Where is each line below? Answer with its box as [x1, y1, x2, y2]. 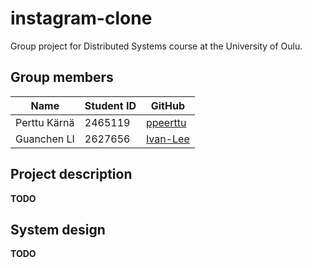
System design [10, 221, 106, 238]
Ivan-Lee [145, 132, 190, 146]
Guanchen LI [15, 132, 75, 146]
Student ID [84, 98, 137, 112]
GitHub [150, 98, 185, 112]
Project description [10, 166, 133, 183]
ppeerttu [145, 115, 187, 129]
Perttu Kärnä [15, 115, 75, 129]
